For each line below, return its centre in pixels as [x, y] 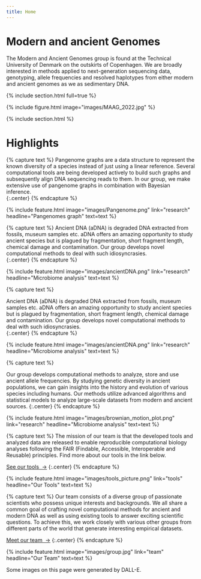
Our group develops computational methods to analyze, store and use [92, 374]
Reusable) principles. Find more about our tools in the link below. [86, 455]
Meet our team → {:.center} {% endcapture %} [64, 540]
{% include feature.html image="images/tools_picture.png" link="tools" [94, 478]
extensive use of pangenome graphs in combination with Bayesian [88, 185]
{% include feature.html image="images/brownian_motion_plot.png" [91, 418]
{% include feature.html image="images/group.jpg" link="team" [85, 551]
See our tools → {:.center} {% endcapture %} [63, 467]
